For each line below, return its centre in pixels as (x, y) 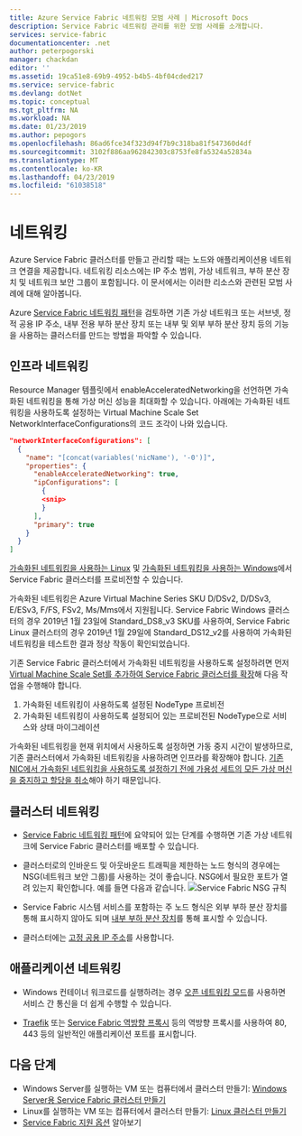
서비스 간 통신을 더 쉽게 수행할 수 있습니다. (97, 1003)
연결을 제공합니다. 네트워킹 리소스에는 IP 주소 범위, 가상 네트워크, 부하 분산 (150, 271)
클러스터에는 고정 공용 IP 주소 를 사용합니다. (98, 937)
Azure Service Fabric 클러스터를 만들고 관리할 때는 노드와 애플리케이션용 (138, 260)
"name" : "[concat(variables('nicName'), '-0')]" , (121, 457)
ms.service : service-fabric (62, 85)
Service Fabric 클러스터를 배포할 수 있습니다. (119, 845)
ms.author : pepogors (48, 135)
